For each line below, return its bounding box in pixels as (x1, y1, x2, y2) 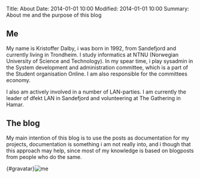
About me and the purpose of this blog (6, 11, 102, 19)
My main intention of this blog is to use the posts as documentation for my (6, 134, 190, 141)
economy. (6, 76, 31, 83)
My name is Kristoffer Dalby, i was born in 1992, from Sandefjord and (6, 44, 177, 52)
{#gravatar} (6, 165, 35, 172)
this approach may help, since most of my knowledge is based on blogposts (6, 147, 194, 154)
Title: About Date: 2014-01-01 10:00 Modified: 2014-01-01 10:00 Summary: (6, 5, 190, 12)
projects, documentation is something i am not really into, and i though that (6, 140, 191, 147)
